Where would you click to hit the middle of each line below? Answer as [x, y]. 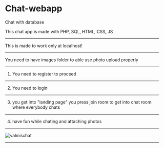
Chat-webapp [34, 9]
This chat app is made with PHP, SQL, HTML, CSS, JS [59, 31]
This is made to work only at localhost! [44, 46]
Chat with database [25, 22]
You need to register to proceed [44, 74]
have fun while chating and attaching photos [57, 121]
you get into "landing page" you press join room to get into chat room [82, 102]
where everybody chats [36, 107]
